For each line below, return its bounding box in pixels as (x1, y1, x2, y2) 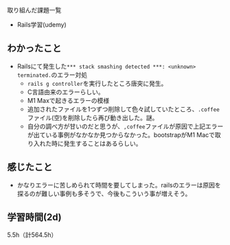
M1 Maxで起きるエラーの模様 (27, 96, 110, 104)
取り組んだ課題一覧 (7, 6, 62, 14)
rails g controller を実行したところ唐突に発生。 (27, 79, 168, 87)
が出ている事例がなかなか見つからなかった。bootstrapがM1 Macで (27, 130, 215, 139)
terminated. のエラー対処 (16, 71, 88, 79)
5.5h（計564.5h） (7, 231, 58, 239)
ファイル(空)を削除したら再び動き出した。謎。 (27, 113, 159, 121)
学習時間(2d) (7, 211, 62, 223)
